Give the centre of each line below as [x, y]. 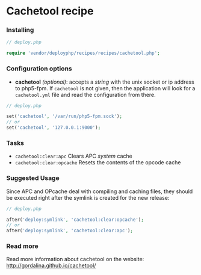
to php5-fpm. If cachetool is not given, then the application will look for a [105, 88]
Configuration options [39, 69]
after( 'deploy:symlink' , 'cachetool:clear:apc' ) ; [70, 231]
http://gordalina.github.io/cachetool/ [51, 265]
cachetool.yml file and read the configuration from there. [85, 94]
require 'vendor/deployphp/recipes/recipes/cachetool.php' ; [83, 53]
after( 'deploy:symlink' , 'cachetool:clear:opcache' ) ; [75, 220]
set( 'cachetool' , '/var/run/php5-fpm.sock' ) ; [64, 116]
